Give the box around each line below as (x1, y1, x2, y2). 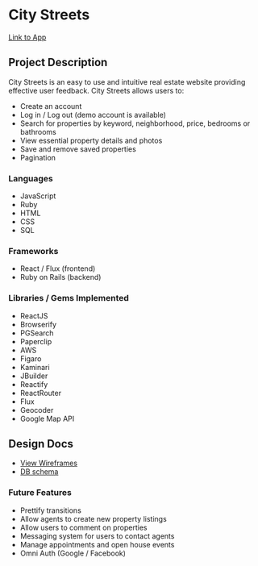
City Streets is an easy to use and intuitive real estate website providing (8, 77, 246, 86)
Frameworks (8, 245, 59, 256)
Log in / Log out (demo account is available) (19, 110, 167, 119)
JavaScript (19, 191, 56, 201)
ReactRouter (19, 388, 62, 397)
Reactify (19, 379, 48, 389)
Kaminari (19, 362, 50, 372)
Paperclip (19, 336, 52, 346)
